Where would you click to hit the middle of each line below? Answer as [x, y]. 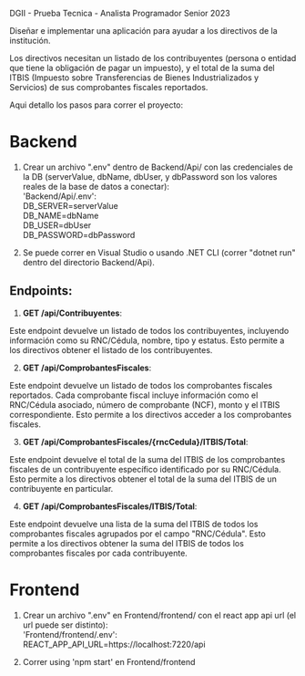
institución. [30, 41]
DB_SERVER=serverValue [70, 205]
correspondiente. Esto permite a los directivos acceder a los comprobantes [151, 414]
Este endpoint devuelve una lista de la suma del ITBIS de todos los [134, 524]
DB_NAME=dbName [61, 215]
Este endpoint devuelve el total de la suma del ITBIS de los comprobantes [147, 459]
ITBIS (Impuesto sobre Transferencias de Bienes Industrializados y [134, 78]
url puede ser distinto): [65, 625]
